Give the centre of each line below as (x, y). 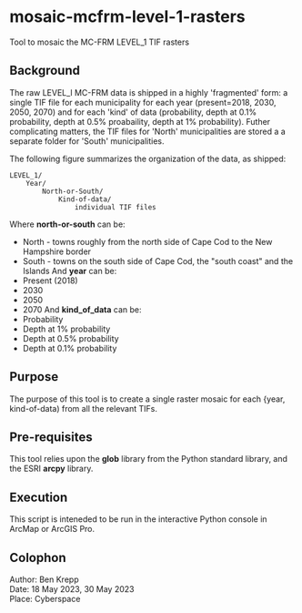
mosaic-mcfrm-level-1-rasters (127, 17)
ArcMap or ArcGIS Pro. (52, 529)
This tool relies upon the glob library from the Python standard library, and (149, 459)
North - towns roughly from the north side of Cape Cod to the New (147, 241)
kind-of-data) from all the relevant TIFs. (83, 408)
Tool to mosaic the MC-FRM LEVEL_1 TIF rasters (99, 42)
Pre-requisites (51, 437)
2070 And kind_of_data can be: (82, 309)
